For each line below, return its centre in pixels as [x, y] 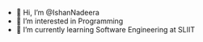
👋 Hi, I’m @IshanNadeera [57, 13]
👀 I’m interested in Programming [70, 21]
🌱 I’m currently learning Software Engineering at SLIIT [106, 29]
